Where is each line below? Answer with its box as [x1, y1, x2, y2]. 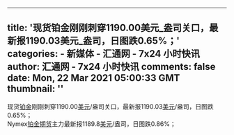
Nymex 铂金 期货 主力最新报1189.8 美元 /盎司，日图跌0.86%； [7, 119, 176, 128]
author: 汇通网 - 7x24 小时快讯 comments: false [7, 61, 216, 73]
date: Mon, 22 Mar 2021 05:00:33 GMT [7, 72, 180, 84]
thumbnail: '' [7, 83, 64, 95]
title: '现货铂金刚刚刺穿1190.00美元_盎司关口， [7, 22, 210, 34]
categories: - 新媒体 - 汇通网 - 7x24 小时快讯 [7, 48, 201, 60]
